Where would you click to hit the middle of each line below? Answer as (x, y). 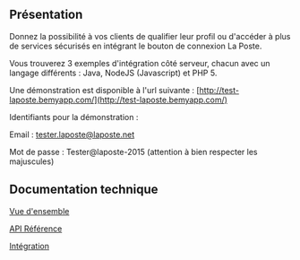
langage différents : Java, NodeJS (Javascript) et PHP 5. (113, 73)
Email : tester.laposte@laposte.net (72, 134)
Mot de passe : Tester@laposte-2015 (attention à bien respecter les (133, 152)
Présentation (46, 15)
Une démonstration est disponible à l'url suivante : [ (104, 90)
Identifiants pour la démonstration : (74, 117)
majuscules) (32, 161)
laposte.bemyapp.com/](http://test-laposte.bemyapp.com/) (119, 100)
